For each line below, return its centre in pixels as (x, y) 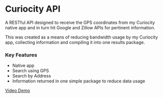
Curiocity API (33, 9)
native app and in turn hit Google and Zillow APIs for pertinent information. (80, 27)
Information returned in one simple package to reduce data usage (79, 81)
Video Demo (18, 91)
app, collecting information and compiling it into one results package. (75, 42)
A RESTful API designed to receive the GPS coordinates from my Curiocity (80, 22)
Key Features (21, 55)
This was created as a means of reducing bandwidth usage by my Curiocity (81, 37)
